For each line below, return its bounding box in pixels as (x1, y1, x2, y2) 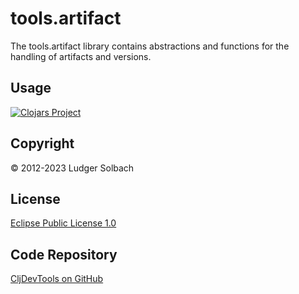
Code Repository (10, 246, 118, 263)
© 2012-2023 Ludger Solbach (10, 162, 135, 174)
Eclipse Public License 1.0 (10, 217, 117, 229)
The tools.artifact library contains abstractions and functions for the (10, 40, 290, 52)
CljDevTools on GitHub (10, 273, 104, 285)
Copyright (10, 135, 75, 152)
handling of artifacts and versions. (10, 50, 152, 62)
